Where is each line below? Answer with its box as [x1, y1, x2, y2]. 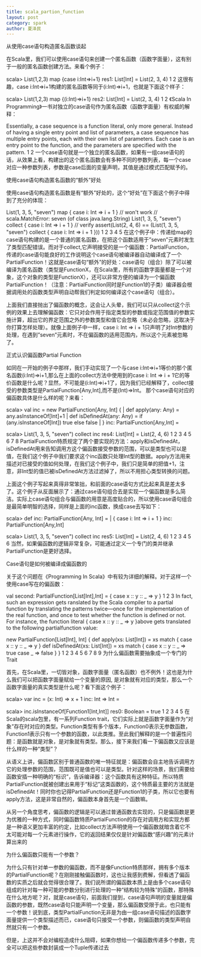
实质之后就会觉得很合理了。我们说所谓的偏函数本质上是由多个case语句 [16, 879, 191, 886]
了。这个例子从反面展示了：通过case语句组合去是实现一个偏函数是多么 [6, 488, 181, 495]
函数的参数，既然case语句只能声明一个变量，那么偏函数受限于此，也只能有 [6, 901, 191, 908]
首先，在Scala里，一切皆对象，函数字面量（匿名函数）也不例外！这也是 [6, 669, 182, 676]
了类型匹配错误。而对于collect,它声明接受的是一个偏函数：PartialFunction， [6, 243, 193, 251]
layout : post [6, 14, 39, 20]
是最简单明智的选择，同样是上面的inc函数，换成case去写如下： [6, 503, 162, 510]
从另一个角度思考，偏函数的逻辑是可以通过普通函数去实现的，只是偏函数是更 [6, 808, 195, 815]
